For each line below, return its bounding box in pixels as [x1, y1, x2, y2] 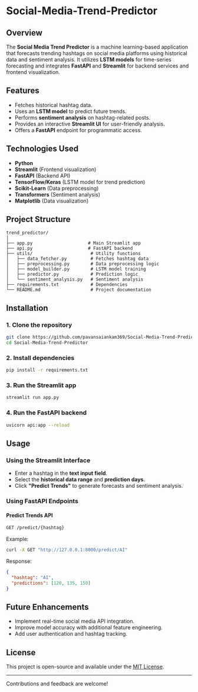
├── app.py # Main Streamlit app [6, 240, 141, 246]
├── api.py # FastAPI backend [6, 246, 133, 252]
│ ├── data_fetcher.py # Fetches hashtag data [6, 256, 149, 262]
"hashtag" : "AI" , [11, 574, 54, 581]
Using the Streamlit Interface [6, 456, 91, 464]
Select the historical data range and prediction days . [14, 476, 146, 483]
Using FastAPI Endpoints [6, 497, 78, 505]
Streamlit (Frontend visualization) [14, 166, 97, 173]
